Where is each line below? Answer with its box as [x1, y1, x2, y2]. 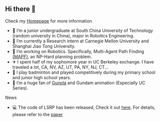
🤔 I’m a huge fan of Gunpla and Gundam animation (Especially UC [12, 80, 146, 86]
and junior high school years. [12, 74, 71, 80]
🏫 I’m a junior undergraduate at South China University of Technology [12, 28, 154, 33]
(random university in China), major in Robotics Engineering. [12, 32, 134, 38]
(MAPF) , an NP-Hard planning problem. [12, 54, 92, 60]
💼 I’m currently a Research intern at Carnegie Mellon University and [12, 38, 149, 44]
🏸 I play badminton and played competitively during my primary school [12, 69, 156, 75]
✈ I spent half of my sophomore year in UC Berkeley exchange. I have [12, 59, 154, 64]
